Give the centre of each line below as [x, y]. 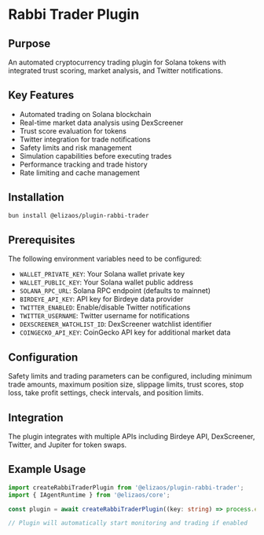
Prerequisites [42, 240]
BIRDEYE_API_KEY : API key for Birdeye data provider [101, 299]
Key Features [41, 95]
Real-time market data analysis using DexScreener [101, 123]
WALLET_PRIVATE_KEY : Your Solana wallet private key [102, 274]
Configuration [43, 357]
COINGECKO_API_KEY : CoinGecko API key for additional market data [125, 332]
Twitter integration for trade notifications [85, 139]
